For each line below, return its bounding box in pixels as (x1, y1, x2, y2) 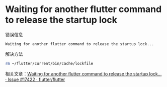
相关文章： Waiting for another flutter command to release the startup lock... (5, 70, 162, 76)
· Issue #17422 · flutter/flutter (5, 76, 65, 82)
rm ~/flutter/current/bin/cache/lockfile (5, 61, 94, 66)
